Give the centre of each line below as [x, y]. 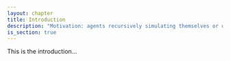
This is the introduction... [42, 52]
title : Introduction [37, 20]
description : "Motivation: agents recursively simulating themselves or [113, 26]
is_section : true [32, 32]
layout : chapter [30, 13]
